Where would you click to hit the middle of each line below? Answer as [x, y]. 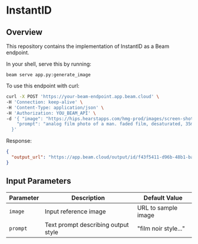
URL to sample [157, 207]
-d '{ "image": [25, 119]
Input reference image [75, 212]
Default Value [163, 197]
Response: [19, 141]
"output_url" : [29, 157]
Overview [24, 32]
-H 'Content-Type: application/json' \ [55, 108]
